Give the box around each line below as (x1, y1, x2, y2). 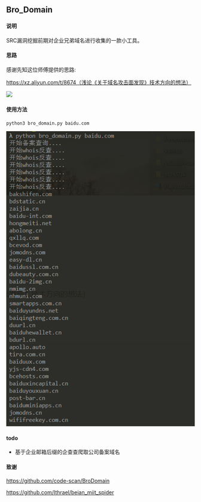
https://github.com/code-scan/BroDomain (6, 477, 110, 484)
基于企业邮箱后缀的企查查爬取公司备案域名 (14, 449, 120, 456)
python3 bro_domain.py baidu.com (6, 120, 90, 126)
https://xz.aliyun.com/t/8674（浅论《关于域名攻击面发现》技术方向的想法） (6, 78, 191, 86)
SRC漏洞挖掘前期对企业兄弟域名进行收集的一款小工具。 (6, 37, 143, 44)
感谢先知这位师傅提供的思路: (6, 66, 77, 73)
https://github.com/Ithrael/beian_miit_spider (6, 488, 114, 496)
